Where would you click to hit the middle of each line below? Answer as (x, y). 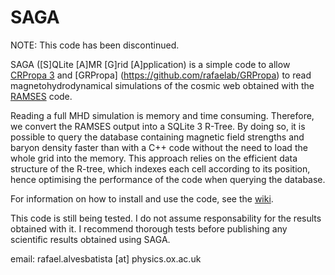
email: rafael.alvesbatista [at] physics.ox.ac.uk (106, 258)
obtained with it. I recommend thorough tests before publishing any (149, 228)
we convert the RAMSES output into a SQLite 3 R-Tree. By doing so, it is (158, 126)
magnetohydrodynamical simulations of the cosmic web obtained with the (162, 85)
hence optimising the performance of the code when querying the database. (168, 179)
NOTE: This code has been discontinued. (95, 45)
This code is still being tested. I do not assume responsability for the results (166, 218)
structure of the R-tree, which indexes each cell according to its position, (160, 168)
